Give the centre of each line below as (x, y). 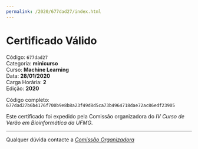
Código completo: (28, 100)
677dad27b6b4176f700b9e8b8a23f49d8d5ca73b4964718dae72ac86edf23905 (91, 105)
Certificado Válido (52, 40)
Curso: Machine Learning (38, 69)
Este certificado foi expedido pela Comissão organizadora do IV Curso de (95, 116)
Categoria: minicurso (32, 63)
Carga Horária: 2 (26, 82)
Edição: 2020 (23, 88)
